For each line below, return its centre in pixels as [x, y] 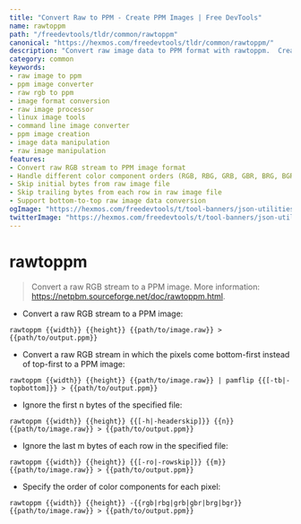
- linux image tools [48, 117]
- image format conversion [60, 101]
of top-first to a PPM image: [73, 364]
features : [28, 159]
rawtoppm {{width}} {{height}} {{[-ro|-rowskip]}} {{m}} [118, 462]
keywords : [28, 68]
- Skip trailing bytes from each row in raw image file [116, 193]
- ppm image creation [50, 134]
